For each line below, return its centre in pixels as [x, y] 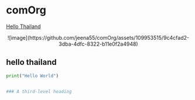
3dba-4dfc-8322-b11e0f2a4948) [98, 44]
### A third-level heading [39, 91]
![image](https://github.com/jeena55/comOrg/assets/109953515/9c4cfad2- [98, 37]
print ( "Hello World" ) [32, 76]
